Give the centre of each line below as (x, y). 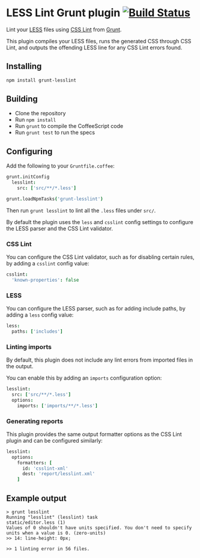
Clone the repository (40, 114)
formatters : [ (35, 462)
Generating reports (35, 421)
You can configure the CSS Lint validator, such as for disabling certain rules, (100, 257)
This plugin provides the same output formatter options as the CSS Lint (94, 434)
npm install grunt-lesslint (41, 80)
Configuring (29, 151)
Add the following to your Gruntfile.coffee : (61, 166)
